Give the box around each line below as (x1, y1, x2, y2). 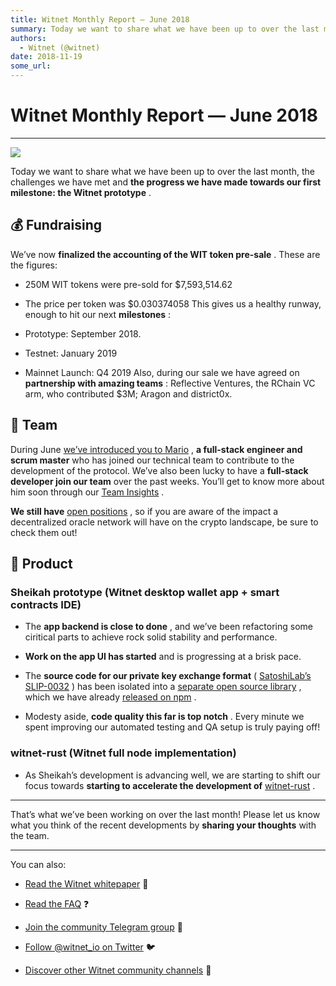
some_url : (10, 61, 52, 71)
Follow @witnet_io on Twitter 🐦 (24, 941, 156, 953)
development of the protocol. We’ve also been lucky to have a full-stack (10, 464, 309, 476)
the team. (10, 829, 50, 841)
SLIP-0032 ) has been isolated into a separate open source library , (24, 681, 302, 693)
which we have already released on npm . (24, 691, 197, 703)
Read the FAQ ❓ (24, 897, 90, 910)
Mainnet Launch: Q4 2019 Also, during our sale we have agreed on (24, 366, 300, 378)
